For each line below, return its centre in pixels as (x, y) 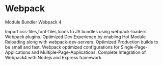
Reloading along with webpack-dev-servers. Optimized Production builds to (82, 42)
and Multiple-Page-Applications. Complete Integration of (89, 52)
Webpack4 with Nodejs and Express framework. (54, 57)
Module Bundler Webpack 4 (33, 22)
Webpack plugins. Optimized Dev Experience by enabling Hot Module (76, 37)
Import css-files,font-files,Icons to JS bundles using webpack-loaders (76, 31)
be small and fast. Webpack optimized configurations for (62, 47)
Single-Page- (134, 47)
